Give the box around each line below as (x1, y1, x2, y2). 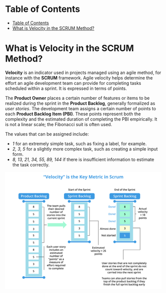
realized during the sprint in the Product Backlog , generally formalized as (5, 100, 155, 106)
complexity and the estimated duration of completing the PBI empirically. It (5, 116, 158, 122)
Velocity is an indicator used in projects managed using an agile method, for (5, 70, 162, 75)
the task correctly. (12, 161, 50, 167)
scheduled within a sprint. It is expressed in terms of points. (5, 85, 127, 91)
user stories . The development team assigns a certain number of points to (5, 105, 156, 111)
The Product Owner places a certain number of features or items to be (5, 95, 150, 101)
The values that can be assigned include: (5, 131, 89, 137)
